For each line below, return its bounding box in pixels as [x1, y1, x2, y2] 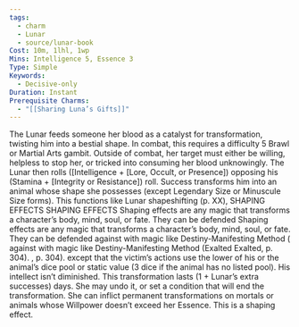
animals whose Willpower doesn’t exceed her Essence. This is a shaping [9, 300, 276, 311]
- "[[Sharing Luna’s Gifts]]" [17, 105, 129, 113]
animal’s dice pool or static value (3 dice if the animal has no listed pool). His [9, 262, 291, 272]
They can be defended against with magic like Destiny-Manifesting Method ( [9, 233, 291, 244]
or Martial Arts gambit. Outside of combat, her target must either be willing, [9, 148, 286, 159]
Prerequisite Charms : [9, 96, 90, 105]
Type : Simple [9, 63, 58, 72]
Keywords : [9, 71, 46, 80]
